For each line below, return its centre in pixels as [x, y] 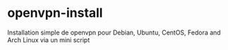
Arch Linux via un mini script [49, 39]
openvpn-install [55, 13]
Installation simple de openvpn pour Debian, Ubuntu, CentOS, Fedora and [114, 32]
